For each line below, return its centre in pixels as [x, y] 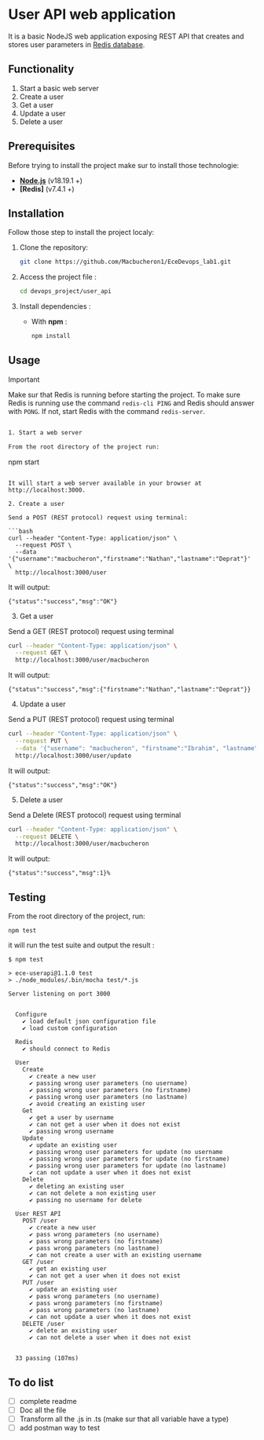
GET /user [38, 1262]
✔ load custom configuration [70, 1028]
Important [24, 379]
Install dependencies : [55, 306]
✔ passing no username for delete [86, 1200]
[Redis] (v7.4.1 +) [47, 189]
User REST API [38, 1214]
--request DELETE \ [47, 837]
